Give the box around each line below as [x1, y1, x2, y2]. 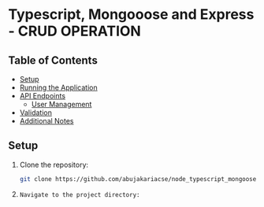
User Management [31, 100, 92, 109]
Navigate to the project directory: [19, 190, 140, 198]
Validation [19, 108, 53, 117]
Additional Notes [19, 116, 74, 125]
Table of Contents [8, 54, 99, 67]
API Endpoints [19, 91, 65, 100]
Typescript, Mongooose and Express [8, 6, 255, 24]
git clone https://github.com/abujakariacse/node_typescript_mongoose [19, 175, 257, 183]
